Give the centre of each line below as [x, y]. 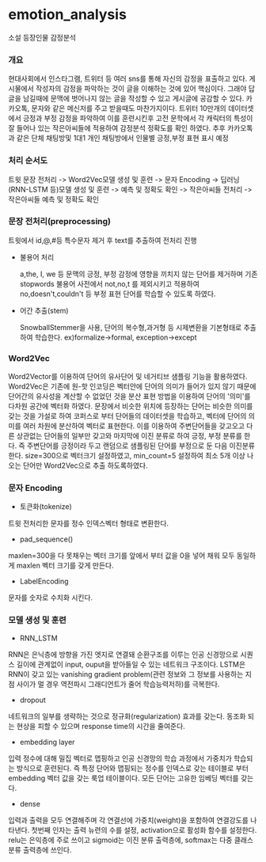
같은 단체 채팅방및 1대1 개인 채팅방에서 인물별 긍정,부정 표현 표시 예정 [123, 138]
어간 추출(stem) [44, 310]
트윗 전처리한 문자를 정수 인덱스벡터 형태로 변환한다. [88, 523]
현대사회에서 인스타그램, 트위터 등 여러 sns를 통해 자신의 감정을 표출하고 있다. [128, 79]
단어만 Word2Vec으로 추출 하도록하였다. [85, 465]
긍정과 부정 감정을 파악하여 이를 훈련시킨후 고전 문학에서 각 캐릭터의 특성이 [138, 118]
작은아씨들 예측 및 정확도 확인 [54, 199]
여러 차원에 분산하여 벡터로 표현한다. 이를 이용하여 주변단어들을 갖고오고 [134, 426]
